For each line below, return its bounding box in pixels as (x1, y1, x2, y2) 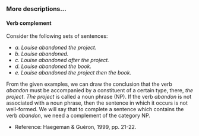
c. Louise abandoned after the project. (14, 57, 110, 64)
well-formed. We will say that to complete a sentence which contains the (6, 106, 184, 113)
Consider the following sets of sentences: (6, 33, 108, 40)
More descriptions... (6, 5, 67, 13)
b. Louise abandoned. (14, 50, 69, 57)
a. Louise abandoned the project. (14, 44, 97, 51)
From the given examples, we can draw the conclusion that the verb (6, 80, 172, 88)
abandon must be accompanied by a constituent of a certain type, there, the (6, 87, 194, 94)
